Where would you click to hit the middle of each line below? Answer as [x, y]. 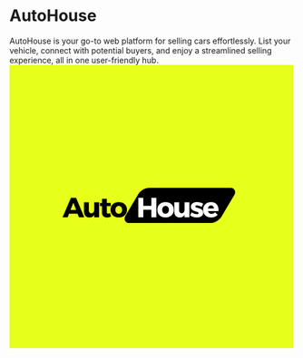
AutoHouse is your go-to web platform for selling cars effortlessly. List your [150, 41]
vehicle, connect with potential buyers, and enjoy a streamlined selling [141, 50]
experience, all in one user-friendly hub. [84, 60]
